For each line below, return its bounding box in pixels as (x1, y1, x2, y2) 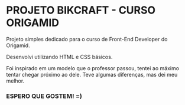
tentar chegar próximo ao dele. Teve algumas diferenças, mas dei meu (6, 71, 178, 78)
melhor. (6, 77, 25, 84)
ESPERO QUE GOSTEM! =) (6, 92, 83, 100)
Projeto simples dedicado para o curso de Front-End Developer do (6, 35, 168, 42)
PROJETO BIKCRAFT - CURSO (6, 4, 155, 17)
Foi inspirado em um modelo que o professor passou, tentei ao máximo (6, 64, 179, 71)
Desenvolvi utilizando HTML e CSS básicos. (6, 53, 113, 60)
